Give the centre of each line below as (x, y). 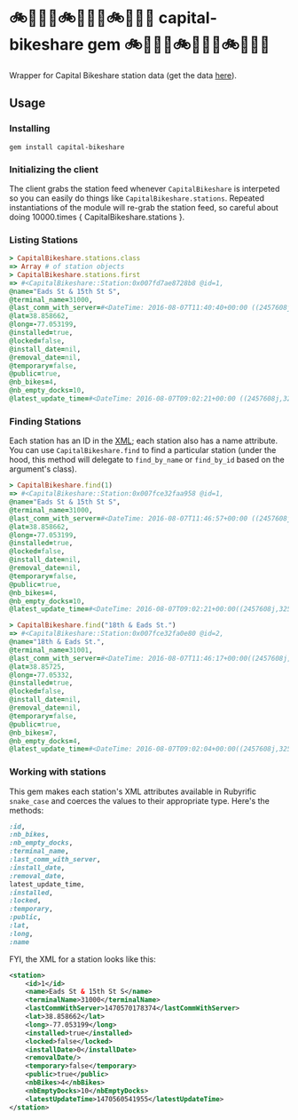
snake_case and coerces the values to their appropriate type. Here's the (140, 800)
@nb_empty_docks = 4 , (45, 741)
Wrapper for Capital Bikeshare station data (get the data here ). (123, 75)
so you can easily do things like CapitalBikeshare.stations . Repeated (137, 198)
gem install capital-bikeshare (67, 147)
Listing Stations (43, 240)
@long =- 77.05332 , (41, 675)
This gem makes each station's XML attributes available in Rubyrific (133, 791)
